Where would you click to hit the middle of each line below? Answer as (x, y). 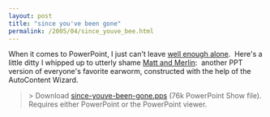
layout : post (30, 16)
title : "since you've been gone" (65, 24)
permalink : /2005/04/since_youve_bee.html (81, 31)
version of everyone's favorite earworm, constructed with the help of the (130, 71)
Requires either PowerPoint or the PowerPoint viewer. (118, 104)
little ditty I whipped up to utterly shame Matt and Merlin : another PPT (126, 63)
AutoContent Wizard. (43, 80)
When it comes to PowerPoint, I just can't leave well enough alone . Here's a (135, 54)
